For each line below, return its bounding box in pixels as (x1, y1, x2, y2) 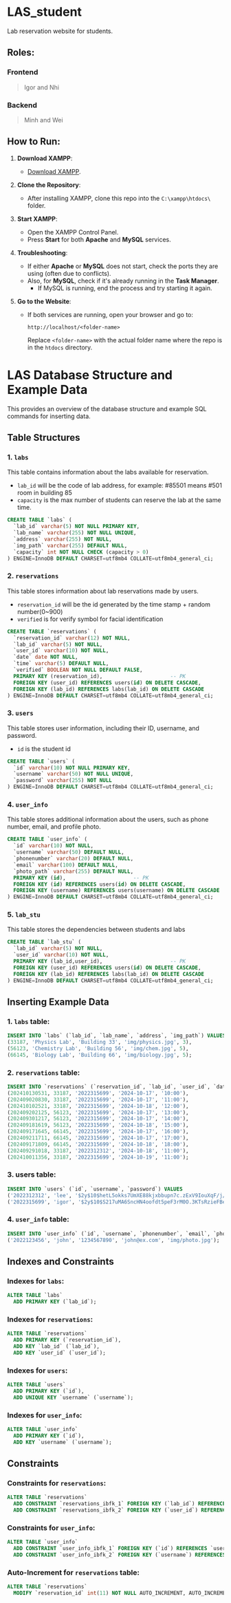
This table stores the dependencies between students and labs (7, 926, 186, 934)
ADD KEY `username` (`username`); (13, 1439, 112, 1446)
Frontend (7, 67, 38, 77)
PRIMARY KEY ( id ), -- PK (13, 874, 149, 881)
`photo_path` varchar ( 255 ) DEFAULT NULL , (13, 868, 134, 875)
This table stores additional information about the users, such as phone (7, 816, 209, 824)
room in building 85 (16, 489, 72, 497)
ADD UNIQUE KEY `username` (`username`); (13, 1394, 134, 1401)
